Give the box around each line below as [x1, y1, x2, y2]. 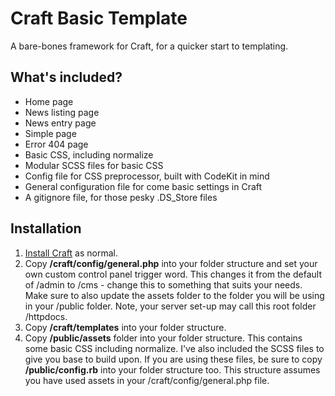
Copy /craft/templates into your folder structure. [24, 321, 227, 333]
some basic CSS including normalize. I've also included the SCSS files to [24, 342, 325, 354]
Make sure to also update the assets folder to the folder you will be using [24, 289, 325, 301]
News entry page [24, 117, 97, 129]
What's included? [10, 69, 123, 86]
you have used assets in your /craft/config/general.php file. [24, 374, 270, 386]
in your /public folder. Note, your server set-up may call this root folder [24, 300, 317, 312]
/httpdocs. [24, 310, 68, 322]
